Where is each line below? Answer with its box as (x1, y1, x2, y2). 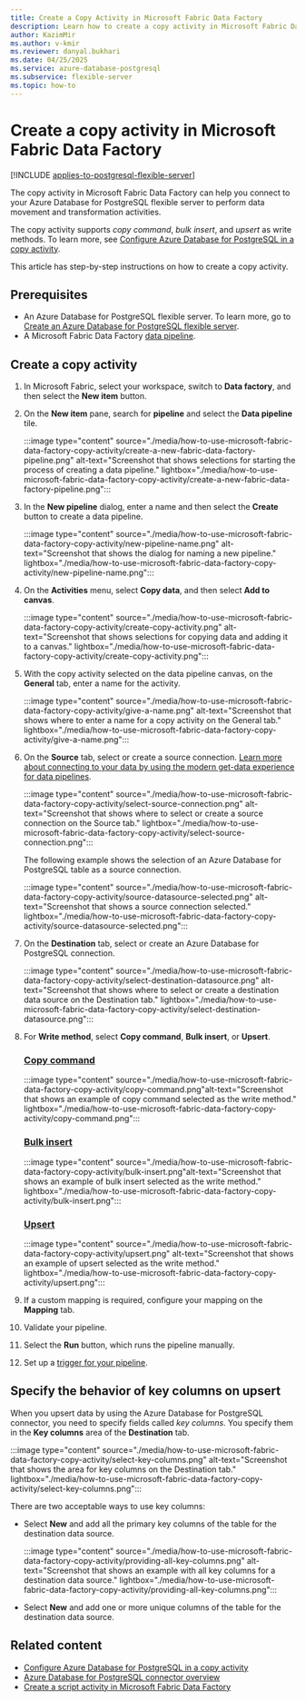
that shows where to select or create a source (91, 808, 264, 819)
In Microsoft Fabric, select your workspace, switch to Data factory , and (23, 381, 291, 392)
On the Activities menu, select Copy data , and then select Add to (23, 585, 271, 596)
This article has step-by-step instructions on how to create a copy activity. (10, 261, 289, 272)
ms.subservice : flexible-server (10, 73, 133, 82)
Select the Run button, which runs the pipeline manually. (23, 1339, 235, 1350)
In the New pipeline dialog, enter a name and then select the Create (23, 502, 279, 512)
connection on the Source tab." (23, 818, 141, 829)
